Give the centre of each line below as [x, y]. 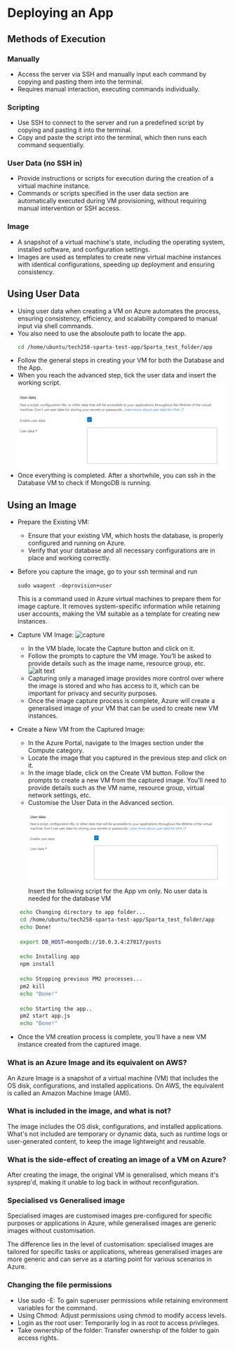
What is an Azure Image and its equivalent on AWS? [97, 1063]
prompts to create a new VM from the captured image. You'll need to [127, 780]
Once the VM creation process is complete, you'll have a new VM [112, 1037]
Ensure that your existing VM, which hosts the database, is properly [126, 535]
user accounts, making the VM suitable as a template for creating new [119, 614]
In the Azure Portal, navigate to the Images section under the [116, 742]
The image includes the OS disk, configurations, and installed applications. [115, 1126]
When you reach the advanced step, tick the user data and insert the [116, 375]
